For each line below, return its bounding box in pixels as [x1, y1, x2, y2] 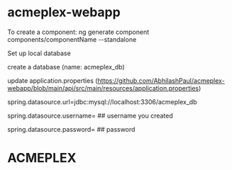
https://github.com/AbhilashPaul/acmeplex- [97, 76, 225, 85]
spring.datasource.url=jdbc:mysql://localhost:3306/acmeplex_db [7, 97, 197, 106]
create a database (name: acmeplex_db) [7, 62, 126, 71]
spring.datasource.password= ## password [7, 125, 136, 133]
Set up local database [7, 49, 71, 57]
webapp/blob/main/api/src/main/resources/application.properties [7, 84, 199, 92]
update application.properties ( [7, 76, 98, 85]
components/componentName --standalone [7, 35, 137, 43]
